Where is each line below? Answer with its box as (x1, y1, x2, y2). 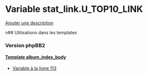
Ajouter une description (5, 20, 54, 26)
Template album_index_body (5, 54, 66, 60)
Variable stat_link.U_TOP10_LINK (5, 3, 143, 15)
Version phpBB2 (5, 42, 46, 49)
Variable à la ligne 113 (12, 66, 57, 72)
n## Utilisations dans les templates (5, 29, 77, 35)
